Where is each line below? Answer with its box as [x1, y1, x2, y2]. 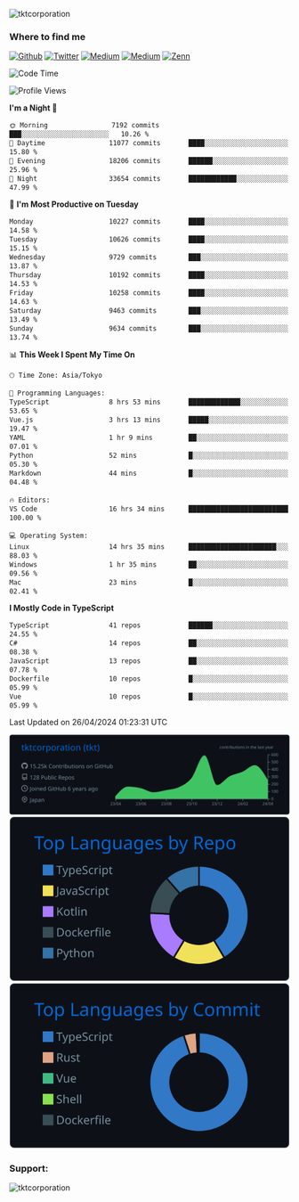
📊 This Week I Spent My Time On [9, 349, 135, 360]
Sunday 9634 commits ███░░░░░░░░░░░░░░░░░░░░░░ [9, 324, 289, 333]
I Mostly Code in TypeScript [9, 602, 114, 614]
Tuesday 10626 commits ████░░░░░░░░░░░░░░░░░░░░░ [9, 235, 289, 244]
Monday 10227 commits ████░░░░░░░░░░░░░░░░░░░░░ [9, 217, 289, 226]
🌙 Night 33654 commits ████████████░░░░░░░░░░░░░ [9, 175, 289, 184]
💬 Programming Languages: [9, 388, 105, 398]
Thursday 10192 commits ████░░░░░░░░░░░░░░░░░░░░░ [9, 271, 289, 280]
